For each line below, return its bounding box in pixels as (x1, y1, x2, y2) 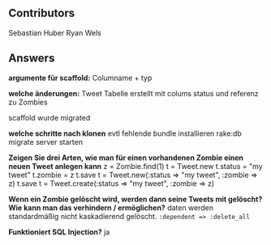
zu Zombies (8, 97, 48, 107)
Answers (8, 52, 55, 65)
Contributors (8, 6, 75, 20)
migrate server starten (8, 137, 84, 146)
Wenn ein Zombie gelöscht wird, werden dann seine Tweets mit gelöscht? (8, 194, 263, 204)
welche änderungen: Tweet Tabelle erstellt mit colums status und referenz (8, 88, 260, 98)
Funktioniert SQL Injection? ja (8, 226, 110, 237)
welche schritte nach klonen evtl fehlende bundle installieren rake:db (8, 129, 242, 138)
